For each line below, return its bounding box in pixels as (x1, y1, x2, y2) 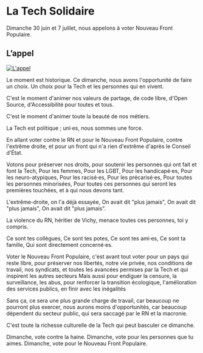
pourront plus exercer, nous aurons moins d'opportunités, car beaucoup (6, 303, 187, 311)
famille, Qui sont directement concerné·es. (6, 241, 113, 248)
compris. (6, 223, 29, 230)
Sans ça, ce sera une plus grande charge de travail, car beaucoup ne (6, 297, 179, 304)
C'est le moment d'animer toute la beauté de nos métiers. (6, 112, 150, 119)
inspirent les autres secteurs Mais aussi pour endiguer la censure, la (6, 272, 177, 280)
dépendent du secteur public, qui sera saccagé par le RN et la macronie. (6, 309, 188, 317)
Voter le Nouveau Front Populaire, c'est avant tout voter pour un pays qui (6, 253, 189, 260)
